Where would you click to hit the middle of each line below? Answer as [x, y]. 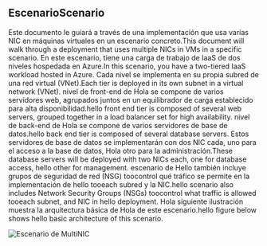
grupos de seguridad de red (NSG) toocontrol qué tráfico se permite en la [129, 176]
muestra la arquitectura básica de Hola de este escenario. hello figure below [133, 209]
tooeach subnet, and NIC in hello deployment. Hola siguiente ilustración [126, 201]
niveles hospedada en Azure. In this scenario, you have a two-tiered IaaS [127, 66]
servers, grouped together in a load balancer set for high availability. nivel [129, 117]
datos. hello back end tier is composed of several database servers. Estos [129, 134]
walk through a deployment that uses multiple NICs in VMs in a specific [125, 49]
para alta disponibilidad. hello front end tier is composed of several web [125, 108]
